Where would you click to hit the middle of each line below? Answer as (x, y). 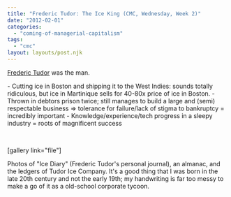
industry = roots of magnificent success (65, 123)
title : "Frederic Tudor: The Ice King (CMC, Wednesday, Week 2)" (104, 14)
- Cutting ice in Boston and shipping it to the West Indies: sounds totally (110, 86)
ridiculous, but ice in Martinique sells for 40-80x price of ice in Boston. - (111, 93)
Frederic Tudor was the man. (49, 72)
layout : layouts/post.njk (45, 53)
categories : (24, 27)
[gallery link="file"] (34, 150)
